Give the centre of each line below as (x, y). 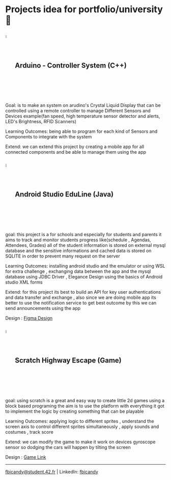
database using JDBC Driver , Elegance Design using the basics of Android (84, 276)
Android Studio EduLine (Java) (64, 194)
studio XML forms (24, 282)
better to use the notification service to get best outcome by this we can (81, 303)
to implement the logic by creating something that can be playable (75, 411)
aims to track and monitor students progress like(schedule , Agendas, (78, 240)
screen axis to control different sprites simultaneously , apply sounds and (82, 427)
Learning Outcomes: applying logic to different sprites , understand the (80, 421)
